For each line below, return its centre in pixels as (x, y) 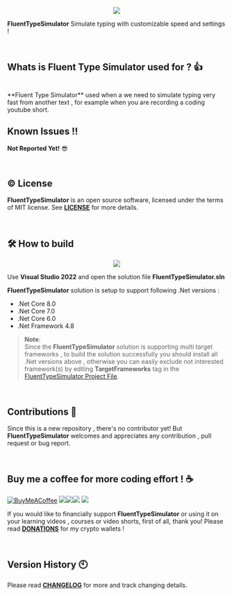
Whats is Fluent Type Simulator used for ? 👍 (105, 67)
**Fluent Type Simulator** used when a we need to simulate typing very (111, 94)
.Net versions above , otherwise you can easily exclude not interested (124, 362)
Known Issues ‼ (43, 132)
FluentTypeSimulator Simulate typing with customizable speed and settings (116, 24)
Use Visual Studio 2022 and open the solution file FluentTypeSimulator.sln (116, 277)
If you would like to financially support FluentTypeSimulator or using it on (113, 513)
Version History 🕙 (48, 565)
